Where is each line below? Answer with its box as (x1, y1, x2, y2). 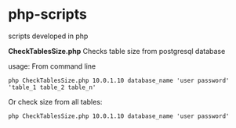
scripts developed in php (8, 31, 89, 41)
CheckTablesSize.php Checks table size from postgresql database (8, 46, 226, 55)
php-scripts (8, 5, 88, 23)
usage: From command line (8, 61, 96, 71)
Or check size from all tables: (8, 97, 103, 106)
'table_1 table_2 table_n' (8, 84, 96, 91)
